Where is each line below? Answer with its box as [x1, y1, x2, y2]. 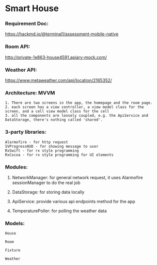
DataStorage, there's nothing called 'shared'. [5, 117, 103, 123]
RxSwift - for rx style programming [5, 148, 79, 153]
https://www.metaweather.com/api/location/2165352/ [5, 78, 112, 83]
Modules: [5, 163, 28, 170]
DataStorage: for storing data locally [12, 189, 85, 195]
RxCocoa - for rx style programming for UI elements [5, 152, 114, 157]
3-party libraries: [5, 129, 47, 136]
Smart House [5, 3, 59, 14]
